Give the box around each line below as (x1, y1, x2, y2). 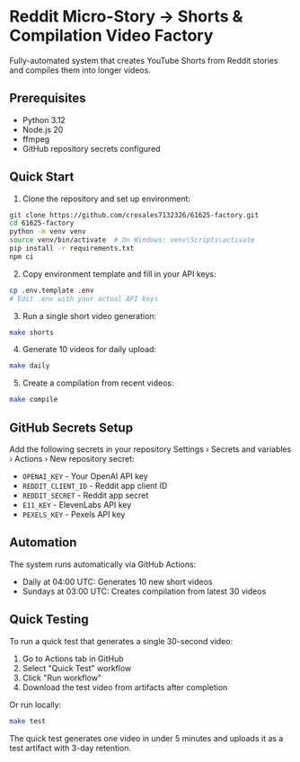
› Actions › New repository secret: (9, 454, 135, 464)
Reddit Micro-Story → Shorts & (9, 6, 243, 27)
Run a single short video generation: (22, 310, 157, 321)
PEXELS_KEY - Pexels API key (22, 509, 126, 519)
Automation (9, 535, 77, 550)
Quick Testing (9, 612, 89, 627)
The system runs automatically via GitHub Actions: (9, 559, 197, 570)
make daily (9, 361, 50, 370)
